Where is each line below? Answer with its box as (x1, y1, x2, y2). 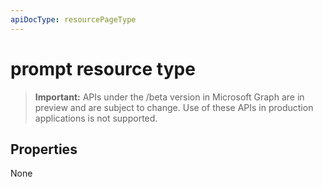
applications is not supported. (34, 112, 158, 124)
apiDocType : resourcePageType (10, 14, 137, 25)
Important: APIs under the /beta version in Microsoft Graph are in (34, 91, 305, 103)
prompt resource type (10, 57, 196, 80)
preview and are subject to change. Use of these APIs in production (34, 101, 314, 113)
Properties (10, 141, 78, 158)
